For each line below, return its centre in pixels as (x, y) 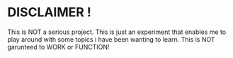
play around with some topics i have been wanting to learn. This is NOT (111, 39)
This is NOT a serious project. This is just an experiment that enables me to (117, 32)
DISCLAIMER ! (50, 12)
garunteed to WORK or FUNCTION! (58, 47)
